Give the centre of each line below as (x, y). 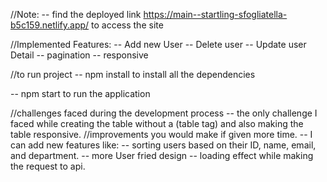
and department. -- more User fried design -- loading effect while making (162, 155)
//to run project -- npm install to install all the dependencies (133, 74)
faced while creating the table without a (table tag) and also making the (157, 123)
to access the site (127, 25)
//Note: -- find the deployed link (76, 14)
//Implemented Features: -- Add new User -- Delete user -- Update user (158, 44)
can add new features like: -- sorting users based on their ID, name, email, (163, 145)
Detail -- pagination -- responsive (79, 55)
